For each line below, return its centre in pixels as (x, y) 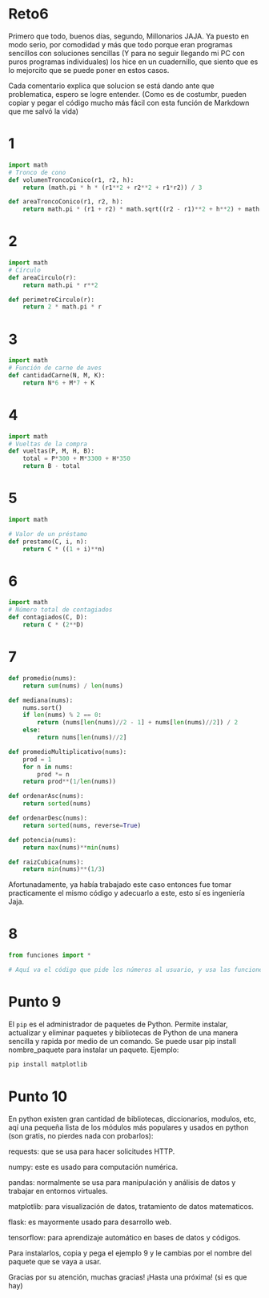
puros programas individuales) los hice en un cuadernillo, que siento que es (133, 62)
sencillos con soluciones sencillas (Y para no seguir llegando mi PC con (127, 53)
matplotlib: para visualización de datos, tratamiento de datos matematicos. (131, 1206)
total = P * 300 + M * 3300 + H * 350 (76, 459)
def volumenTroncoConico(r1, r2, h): (71, 180)
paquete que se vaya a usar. (55, 1261)
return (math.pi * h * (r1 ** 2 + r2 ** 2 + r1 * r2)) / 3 (112, 187)
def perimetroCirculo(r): (51, 300)
